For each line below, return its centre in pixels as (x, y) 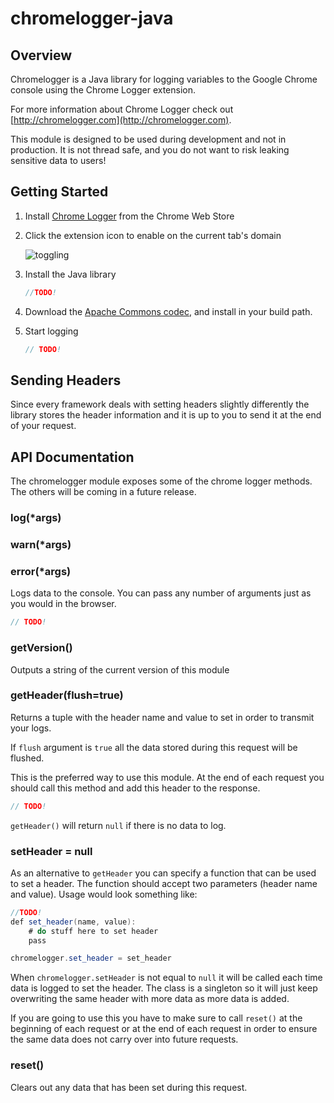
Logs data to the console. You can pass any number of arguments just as (161, 593)
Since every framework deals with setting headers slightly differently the (160, 404)
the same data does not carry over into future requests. (124, 1039)
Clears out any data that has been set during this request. (129, 1087)
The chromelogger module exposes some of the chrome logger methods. (161, 481)
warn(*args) (41, 545)
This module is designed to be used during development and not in (148, 139)
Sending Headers (66, 380)
